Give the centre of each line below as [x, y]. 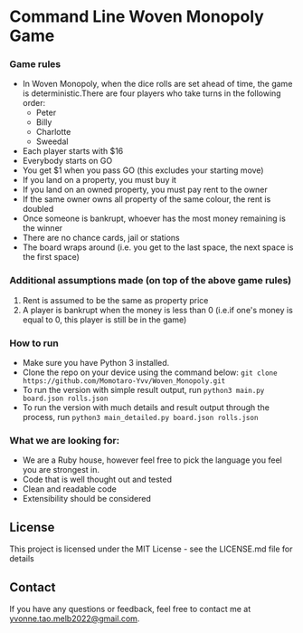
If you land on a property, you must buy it [99, 180]
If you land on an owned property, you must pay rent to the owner [145, 190]
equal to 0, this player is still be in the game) [104, 320]
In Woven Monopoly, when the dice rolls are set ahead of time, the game [157, 84]
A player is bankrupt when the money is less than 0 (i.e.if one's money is [158, 310]
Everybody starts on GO [67, 161]
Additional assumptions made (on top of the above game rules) [151, 281]
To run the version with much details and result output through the [146, 408]
